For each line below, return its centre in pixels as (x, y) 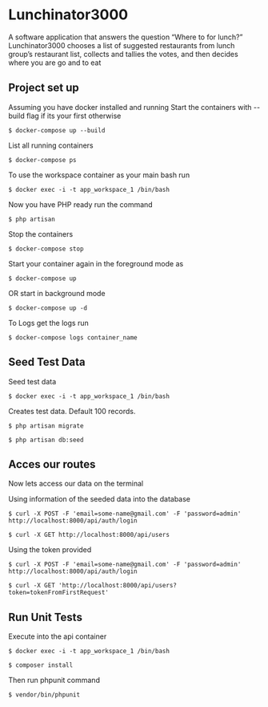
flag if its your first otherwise (74, 116)
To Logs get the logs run (49, 323)
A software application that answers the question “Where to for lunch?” (126, 37)
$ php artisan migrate (46, 426)
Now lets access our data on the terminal (76, 484)
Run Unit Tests (45, 617)
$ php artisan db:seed (46, 440)
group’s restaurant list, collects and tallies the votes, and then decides (123, 54)
